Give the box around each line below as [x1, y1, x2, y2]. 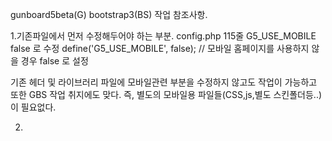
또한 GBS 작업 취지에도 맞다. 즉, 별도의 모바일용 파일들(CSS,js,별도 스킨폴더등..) [10, 89, 323, 100]
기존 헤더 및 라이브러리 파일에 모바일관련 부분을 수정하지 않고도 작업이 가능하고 [10, 76, 318, 88]
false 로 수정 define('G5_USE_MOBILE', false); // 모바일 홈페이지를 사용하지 [10, 43, 310, 54]
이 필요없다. [10, 101, 57, 113]
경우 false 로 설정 [20, 55, 89, 67]
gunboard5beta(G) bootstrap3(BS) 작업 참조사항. [10, 9, 208, 20]
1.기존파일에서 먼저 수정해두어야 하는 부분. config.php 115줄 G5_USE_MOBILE [10, 30, 317, 42]
